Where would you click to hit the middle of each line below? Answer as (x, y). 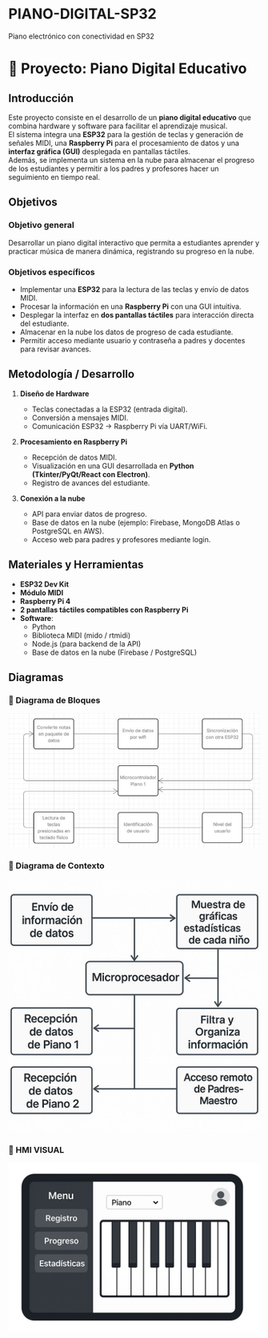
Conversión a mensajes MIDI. (80, 417)
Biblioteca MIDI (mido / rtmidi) (81, 635)
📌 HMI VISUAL (36, 1149)
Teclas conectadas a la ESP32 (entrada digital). (110, 409)
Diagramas (36, 677)
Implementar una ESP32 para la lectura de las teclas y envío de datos (134, 289)
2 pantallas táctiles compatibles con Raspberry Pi (104, 610)
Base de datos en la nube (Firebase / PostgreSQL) (114, 652)
